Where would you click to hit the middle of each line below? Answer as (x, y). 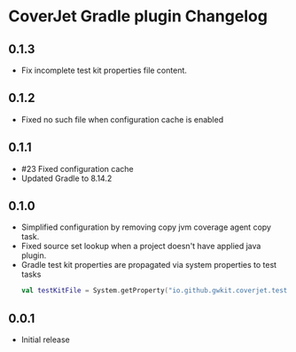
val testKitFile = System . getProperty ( (95, 291)
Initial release (45, 340)
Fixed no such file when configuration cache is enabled (122, 119)
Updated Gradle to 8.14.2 (66, 178)
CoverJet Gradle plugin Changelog (138, 16)
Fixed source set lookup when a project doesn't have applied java (141, 246)
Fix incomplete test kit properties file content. (104, 70)
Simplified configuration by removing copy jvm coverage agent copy (146, 227)
